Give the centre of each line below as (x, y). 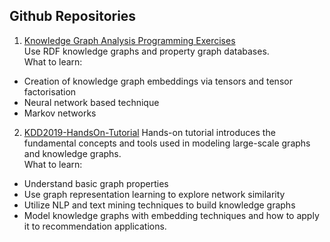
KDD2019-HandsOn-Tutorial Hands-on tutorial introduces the (149, 132)
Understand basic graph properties (96, 183)
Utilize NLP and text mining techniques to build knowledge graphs (159, 205)
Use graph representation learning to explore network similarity (154, 194)
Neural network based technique (91, 102)
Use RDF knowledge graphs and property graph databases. (146, 51)
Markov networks (60, 113)
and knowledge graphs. (72, 153)
